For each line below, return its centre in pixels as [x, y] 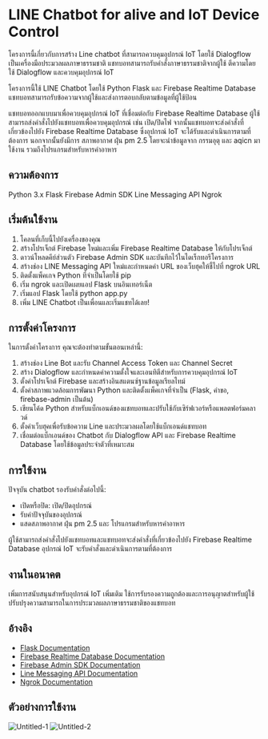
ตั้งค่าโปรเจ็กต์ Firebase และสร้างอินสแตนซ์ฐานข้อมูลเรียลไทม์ [102, 381]
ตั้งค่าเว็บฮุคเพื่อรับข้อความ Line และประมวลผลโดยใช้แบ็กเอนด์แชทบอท [113, 426]
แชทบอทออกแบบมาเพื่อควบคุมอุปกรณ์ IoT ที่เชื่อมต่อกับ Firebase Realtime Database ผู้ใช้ [134, 113]
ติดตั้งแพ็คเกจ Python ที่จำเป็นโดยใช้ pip [76, 275]
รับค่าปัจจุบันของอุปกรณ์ [51, 514]
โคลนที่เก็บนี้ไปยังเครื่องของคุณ [60, 239]
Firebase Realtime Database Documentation [92, 656]
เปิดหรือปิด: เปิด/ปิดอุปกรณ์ [56, 506]
